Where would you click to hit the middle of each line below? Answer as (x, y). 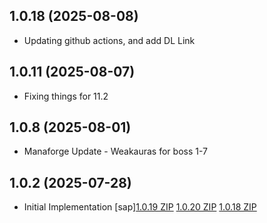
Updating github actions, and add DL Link (109, 40)
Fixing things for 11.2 (66, 96)
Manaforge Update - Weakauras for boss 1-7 (115, 151)
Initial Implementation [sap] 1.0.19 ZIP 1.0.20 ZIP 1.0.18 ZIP (140, 207)
